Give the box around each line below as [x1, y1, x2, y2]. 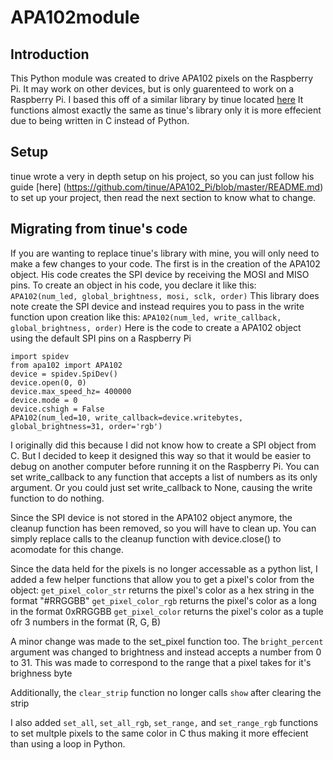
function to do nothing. [10, 492, 105, 504]
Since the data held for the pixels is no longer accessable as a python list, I [10, 562, 318, 575]
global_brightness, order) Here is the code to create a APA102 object [10, 321, 302, 333]
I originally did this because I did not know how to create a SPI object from [10, 439, 317, 451]
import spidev [10, 351, 70, 361]
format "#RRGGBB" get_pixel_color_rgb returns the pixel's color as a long [10, 594, 317, 606]
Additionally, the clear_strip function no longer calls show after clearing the [10, 686, 322, 698]
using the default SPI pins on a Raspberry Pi [10, 332, 192, 344]
